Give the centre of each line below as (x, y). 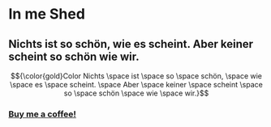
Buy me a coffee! (43, 114)
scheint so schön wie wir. (74, 56)
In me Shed (47, 14)
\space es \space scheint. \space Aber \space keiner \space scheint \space (136, 85)
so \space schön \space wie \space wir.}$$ (136, 93)
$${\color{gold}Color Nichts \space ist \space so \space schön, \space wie (136, 76)
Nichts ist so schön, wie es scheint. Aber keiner (131, 44)
